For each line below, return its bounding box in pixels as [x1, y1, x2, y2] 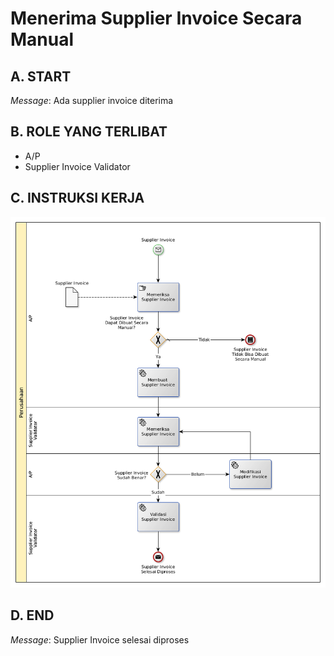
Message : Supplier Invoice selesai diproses [10, 633, 190, 646]
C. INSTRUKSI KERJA [10, 190, 145, 207]
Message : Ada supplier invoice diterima [10, 95, 174, 106]
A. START [10, 68, 72, 85]
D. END [10, 607, 55, 624]
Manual [10, 28, 75, 51]
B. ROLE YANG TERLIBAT [10, 123, 168, 141]
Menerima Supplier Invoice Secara [10, 7, 303, 30]
